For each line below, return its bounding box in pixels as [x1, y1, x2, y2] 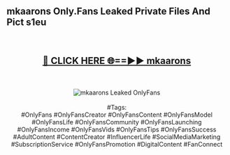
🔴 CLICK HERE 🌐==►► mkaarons [42, 55, 192, 67]
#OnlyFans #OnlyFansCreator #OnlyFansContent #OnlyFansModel [21, 111, 213, 119]
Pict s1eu [6, 17, 47, 28]
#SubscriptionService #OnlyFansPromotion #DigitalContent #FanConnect [10, 140, 223, 148]
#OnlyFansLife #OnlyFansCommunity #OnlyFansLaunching [31, 117, 202, 126]
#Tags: [106, 103, 127, 111]
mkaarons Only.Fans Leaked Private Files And [6, 6, 211, 17]
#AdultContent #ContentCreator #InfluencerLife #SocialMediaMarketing [13, 132, 221, 141]
